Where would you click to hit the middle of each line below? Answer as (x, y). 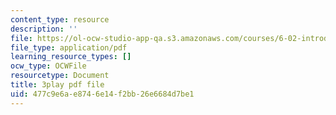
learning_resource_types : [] (71, 57)
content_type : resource (60, 19)
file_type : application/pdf (69, 47)
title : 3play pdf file (57, 85)
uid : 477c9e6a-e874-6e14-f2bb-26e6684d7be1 (102, 94)
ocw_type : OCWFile (48, 66)
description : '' (44, 29)
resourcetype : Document (60, 76)
